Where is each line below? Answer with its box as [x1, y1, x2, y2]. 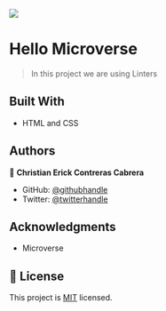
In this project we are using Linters [30, 68, 158, 79]
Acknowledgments [9, 219, 117, 235]
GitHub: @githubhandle [21, 184, 108, 195]
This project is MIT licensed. [9, 292, 113, 303]
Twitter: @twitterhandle [21, 194, 108, 204]
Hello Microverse [9, 39, 138, 60]
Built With [9, 94, 65, 109]
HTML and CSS [21, 117, 79, 128]
